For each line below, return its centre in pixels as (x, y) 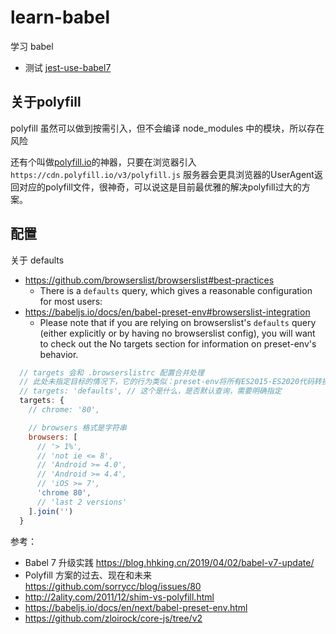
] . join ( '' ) (51, 511)
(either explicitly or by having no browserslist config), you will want (177, 333)
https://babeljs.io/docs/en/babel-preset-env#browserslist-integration (167, 312)
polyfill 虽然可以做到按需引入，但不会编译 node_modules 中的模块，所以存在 (167, 128)
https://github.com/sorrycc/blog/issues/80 (113, 586)
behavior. (59, 354)
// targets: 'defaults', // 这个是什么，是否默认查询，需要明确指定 (150, 391)
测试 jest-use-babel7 (68, 67)
